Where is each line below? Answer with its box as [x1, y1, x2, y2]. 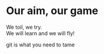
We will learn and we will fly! [6, 29, 75, 36]
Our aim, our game [6, 4, 99, 18]
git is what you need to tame [6, 41, 75, 48]
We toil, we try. [6, 23, 42, 31]
